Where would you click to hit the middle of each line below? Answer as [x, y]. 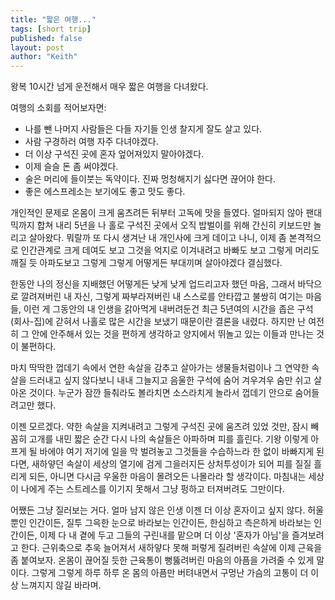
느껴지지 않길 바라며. [61, 585]
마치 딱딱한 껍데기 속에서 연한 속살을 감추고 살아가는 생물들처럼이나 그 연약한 [160, 368]
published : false [46, 38]
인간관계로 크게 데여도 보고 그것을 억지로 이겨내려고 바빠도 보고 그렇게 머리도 [170, 250]
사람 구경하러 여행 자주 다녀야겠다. [91, 142]
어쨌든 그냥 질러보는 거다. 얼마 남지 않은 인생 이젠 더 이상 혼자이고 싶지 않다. [158, 510]
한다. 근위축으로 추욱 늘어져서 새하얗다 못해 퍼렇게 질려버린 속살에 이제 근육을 [171, 548]
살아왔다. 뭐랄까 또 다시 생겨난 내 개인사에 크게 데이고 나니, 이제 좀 [157, 238]
